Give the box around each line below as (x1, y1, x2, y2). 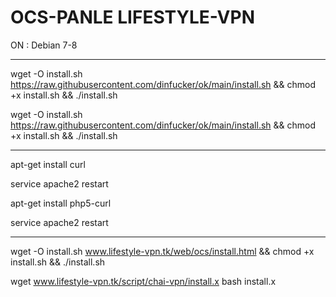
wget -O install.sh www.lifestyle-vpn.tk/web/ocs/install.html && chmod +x (10, 245, 315, 257)
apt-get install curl (10, 158, 86, 170)
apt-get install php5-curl (10, 197, 112, 209)
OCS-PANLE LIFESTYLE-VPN (10, 6, 255, 29)
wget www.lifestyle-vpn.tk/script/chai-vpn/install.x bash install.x (10, 275, 277, 287)
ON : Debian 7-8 (10, 39, 78, 51)
